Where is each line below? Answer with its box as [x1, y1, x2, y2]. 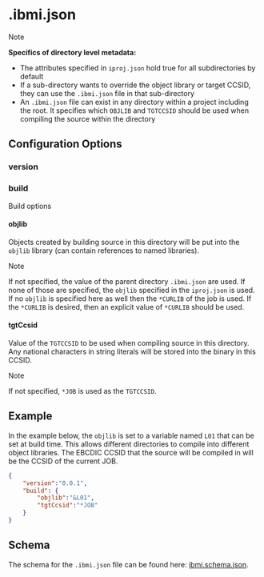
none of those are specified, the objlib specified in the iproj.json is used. [8, 285, 255, 295]
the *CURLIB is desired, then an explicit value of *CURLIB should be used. [8, 302, 245, 311]
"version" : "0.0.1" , [22, 479, 88, 487]
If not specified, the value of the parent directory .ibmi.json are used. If [8, 276, 246, 286]
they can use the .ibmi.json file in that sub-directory [19, 88, 194, 98]
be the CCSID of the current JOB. [8, 456, 118, 466]
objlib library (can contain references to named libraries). [8, 246, 200, 255]
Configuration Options [8, 138, 122, 151]
